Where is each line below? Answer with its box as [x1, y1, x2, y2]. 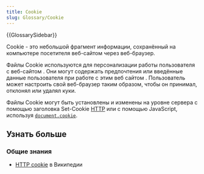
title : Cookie [6, 8, 43, 15]
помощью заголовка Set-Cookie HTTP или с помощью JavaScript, [6, 105, 178, 112]
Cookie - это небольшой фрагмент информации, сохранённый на [6, 43, 176, 50]
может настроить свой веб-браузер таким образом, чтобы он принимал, [6, 80, 197, 88]
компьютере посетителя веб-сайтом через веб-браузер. [6, 49, 155, 56]
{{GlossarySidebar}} [6, 31, 58, 38]
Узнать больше [6, 129, 67, 139]
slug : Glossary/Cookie [6, 15, 64, 21]
